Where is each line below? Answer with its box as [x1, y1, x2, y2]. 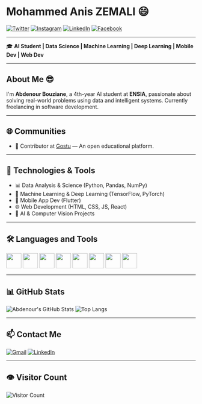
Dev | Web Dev [6, 51, 44, 58]
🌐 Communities [6, 126, 66, 137]
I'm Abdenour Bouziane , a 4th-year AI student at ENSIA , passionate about [6, 90, 192, 98]
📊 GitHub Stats [6, 286, 65, 297]
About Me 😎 [6, 74, 54, 84]
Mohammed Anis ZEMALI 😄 [6, 5, 149, 19]
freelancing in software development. [6, 103, 99, 110]
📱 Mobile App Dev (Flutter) [14, 197, 81, 204]
